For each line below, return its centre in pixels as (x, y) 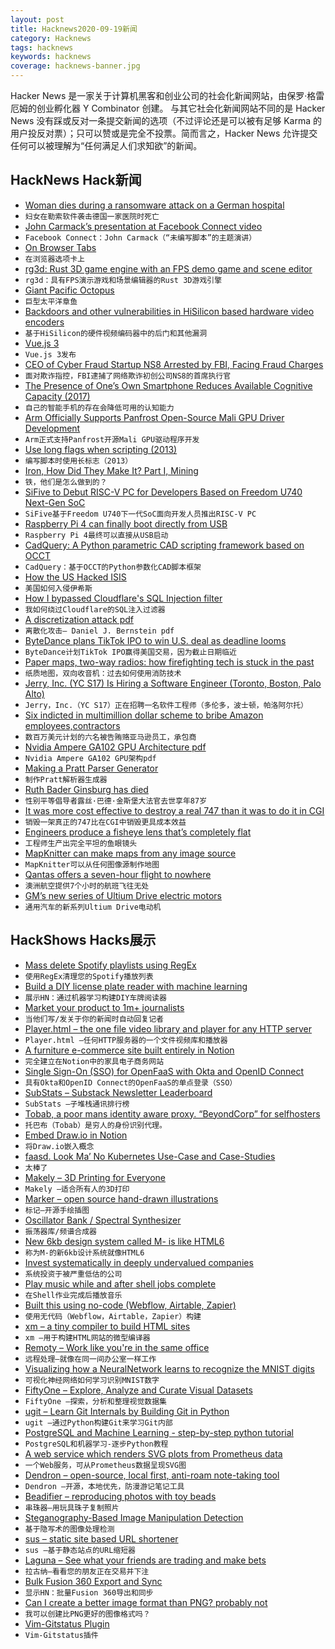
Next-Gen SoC (55, 502)
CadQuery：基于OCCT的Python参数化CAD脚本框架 (113, 567)
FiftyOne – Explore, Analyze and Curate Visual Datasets (138, 1390)
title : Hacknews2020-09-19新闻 (74, 29)
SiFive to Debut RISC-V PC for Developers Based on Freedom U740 (163, 492)
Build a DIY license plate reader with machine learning (136, 986)
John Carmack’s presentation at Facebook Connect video (143, 226)
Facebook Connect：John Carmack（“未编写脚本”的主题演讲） (140, 237)
